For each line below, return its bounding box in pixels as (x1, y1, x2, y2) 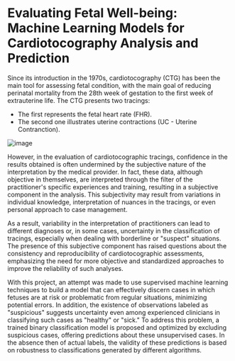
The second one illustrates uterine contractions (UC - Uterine (17, 117, 197, 126)
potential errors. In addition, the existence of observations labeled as (7, 300, 209, 309)
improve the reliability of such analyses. (7, 264, 124, 272)
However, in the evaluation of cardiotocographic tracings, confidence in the (7, 152, 229, 161)
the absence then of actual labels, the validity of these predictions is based (7, 338, 227, 347)
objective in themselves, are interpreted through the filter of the (7, 175, 193, 184)
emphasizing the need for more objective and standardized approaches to (7, 257, 224, 265)
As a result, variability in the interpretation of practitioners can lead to (7, 218, 211, 228)
